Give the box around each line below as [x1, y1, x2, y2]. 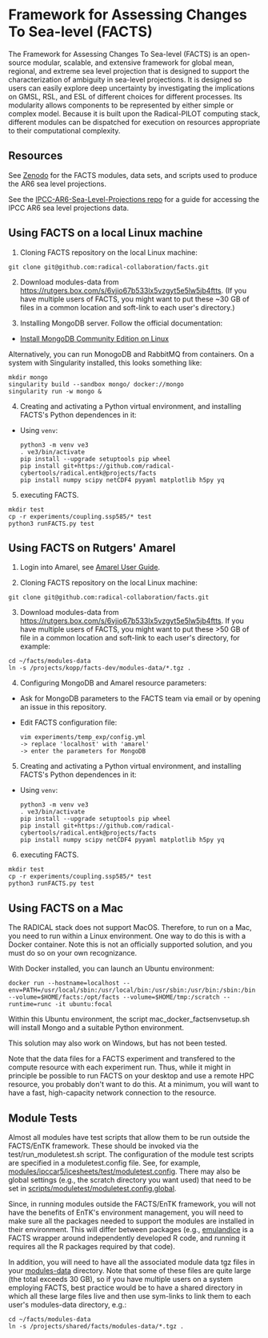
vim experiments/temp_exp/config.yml [19, 734, 146, 742]
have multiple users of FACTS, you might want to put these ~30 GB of [19, 294, 250, 304]
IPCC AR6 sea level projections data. [8, 203, 130, 212]
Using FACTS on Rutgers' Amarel [8, 541, 176, 555]
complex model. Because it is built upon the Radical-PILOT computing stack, [8, 108, 261, 118]
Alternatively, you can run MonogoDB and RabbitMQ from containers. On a [8, 349, 254, 358]
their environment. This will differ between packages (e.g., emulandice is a [8, 1225, 254, 1234]
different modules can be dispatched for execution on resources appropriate [8, 117, 261, 127]
